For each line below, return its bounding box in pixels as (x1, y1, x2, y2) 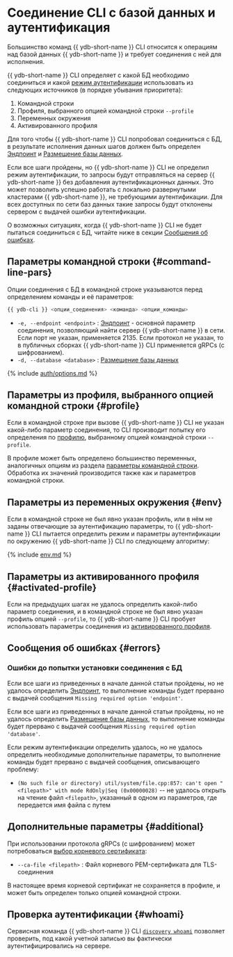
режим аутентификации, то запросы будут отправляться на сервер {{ (7, 170, 215, 179)
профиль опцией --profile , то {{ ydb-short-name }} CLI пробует (7, 615, 196, 623)
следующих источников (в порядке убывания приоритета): (7, 86, 183, 94)
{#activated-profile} (7, 581, 97, 593)
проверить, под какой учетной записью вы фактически (7, 934, 172, 943)
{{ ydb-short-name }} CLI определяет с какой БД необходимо (7, 71, 190, 79)
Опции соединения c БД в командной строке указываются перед (7, 285, 203, 293)
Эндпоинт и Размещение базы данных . (7, 150, 124, 158)
